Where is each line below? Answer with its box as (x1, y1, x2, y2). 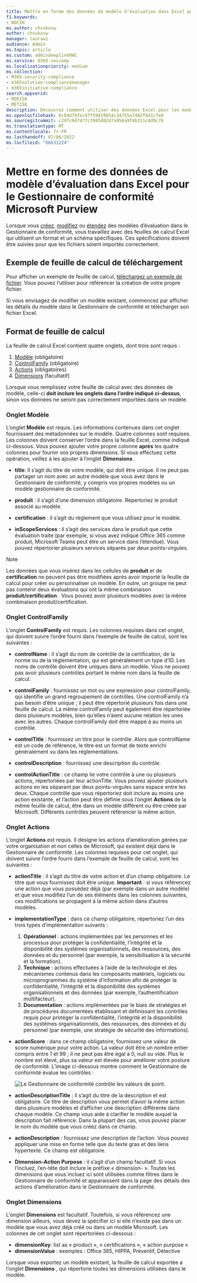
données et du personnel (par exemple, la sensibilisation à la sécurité (23, 952, 191, 959)
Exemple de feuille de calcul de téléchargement (6, 257, 183, 267)
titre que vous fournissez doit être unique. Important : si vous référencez (14, 879, 191, 886)
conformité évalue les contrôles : (14, 1069, 94, 1076)
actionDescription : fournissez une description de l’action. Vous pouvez (14, 1134, 189, 1141)
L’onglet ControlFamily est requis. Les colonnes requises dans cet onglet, (6, 626, 185, 633)
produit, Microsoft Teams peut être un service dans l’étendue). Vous (14, 538, 179, 545)
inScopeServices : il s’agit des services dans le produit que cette (14, 526, 173, 533)
